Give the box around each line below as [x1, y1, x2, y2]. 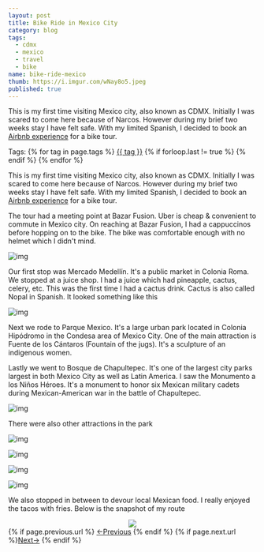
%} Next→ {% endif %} [8, 535, 82, 545]
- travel [15, 56, 44, 64]
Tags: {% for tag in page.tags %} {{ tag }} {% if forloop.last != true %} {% [8, 147, 247, 156]
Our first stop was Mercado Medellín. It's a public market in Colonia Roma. [8, 267, 250, 276]
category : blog [8, 26, 58, 34]
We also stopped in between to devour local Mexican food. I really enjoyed [8, 495, 251, 505]
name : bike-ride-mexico [8, 70, 87, 78]
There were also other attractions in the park [8, 419, 154, 429]
